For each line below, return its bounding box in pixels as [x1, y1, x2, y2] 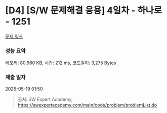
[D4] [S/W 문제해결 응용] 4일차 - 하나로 [5, 5, 162, 16]
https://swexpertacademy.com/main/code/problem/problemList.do [17, 102, 157, 108]
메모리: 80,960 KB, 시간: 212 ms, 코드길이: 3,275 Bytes [5, 60, 116, 66]
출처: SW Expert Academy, [17, 96, 73, 102]
